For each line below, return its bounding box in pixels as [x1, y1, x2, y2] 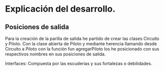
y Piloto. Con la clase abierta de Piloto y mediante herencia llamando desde [5, 41, 157, 47]
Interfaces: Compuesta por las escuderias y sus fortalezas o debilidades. [5, 61, 153, 66]
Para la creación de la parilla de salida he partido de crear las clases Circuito [5, 35, 160, 41]
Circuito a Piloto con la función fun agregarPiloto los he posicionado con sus [5, 46, 160, 52]
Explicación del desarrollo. [5, 3, 116, 15]
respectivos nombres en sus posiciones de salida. [5, 51, 106, 57]
